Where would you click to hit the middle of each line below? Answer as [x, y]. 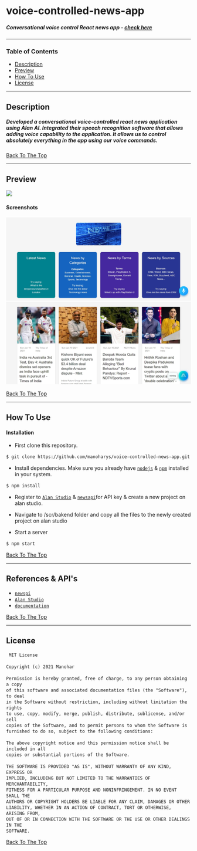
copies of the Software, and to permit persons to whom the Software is [97, 725]
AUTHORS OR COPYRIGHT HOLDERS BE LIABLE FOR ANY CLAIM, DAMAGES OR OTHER [98, 802]
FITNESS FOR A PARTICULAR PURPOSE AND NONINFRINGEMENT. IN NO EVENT [91, 790]
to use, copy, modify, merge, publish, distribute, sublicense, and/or [95, 714]
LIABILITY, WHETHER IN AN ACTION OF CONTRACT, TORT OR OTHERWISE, [89, 808]
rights [14, 708]
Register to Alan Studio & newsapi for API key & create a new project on [100, 497]
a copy [14, 684]
